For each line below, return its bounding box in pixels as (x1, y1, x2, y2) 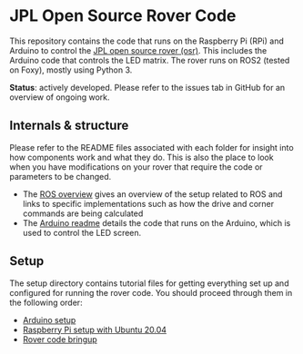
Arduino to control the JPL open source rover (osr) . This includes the (9, 44, 268, 55)
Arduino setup (22, 314, 76, 325)
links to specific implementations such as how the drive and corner (22, 198, 275, 209)
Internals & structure (9, 118, 129, 133)
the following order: (9, 297, 84, 308)
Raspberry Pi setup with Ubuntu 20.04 (22, 324, 167, 335)
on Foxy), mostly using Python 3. (9, 64, 133, 75)
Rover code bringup (22, 333, 97, 345)
